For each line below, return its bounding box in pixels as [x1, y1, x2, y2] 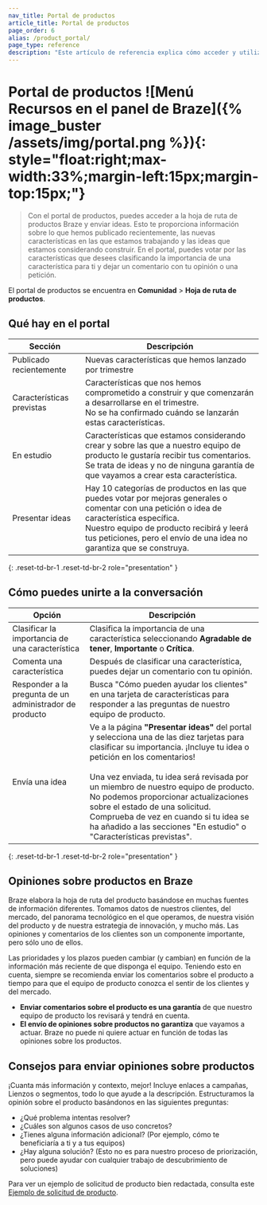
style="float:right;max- [8, 151, 167, 169]
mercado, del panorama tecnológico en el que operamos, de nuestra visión [8, 913, 254, 922]
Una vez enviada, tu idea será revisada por [89, 771, 249, 782]
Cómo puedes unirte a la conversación [8, 586, 203, 600]
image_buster [8, 117, 102, 135]
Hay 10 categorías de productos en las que [84, 483, 247, 494]
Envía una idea [12, 776, 68, 787]
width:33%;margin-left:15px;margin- [8, 168, 259, 186]
